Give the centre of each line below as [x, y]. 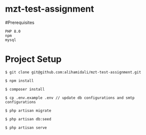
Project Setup [34, 59]
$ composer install [25, 89]
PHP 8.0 [13, 31]
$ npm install [20, 81]
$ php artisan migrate [28, 111]
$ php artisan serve [26, 128]
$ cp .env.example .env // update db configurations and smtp [70, 98]
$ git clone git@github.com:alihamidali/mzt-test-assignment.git [73, 72]
